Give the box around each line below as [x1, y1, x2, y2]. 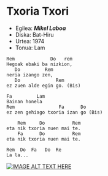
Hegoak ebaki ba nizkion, [6, 61, 72, 67]
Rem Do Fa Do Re [6, 147, 62, 153]
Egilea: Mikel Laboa [15, 24, 66, 32]
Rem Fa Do [6, 104, 87, 110]
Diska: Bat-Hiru [15, 31, 54, 38]
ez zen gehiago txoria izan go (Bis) [6, 109, 103, 116]
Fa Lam [6, 93, 45, 99]
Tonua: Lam [15, 44, 45, 51]
